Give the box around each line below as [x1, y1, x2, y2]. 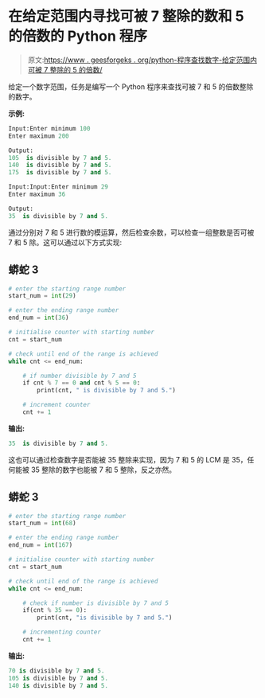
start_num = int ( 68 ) [8, 519, 77, 528]
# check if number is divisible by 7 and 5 [22, 599, 170, 607]
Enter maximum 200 [8, 132, 69, 140]
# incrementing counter [22, 628, 102, 637]
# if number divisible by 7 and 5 [22, 372, 137, 380]
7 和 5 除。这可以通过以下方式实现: [8, 237, 123, 247]
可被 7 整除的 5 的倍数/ [27, 64, 103, 74]
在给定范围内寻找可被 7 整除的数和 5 [8, 7, 244, 25]
